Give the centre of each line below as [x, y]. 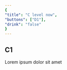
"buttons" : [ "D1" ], [25, 19]
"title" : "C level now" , [31, 15]
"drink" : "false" [23, 24]
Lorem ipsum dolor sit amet [33, 62]
